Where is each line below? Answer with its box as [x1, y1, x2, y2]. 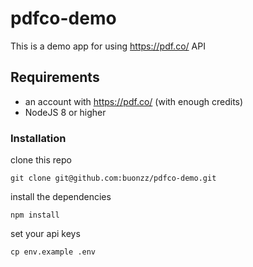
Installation [10, 131, 67, 145]
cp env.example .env [10, 247, 97, 257]
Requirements [10, 69, 100, 86]
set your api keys [10, 228, 81, 240]
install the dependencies [10, 191, 112, 203]
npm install [10, 210, 60, 221]
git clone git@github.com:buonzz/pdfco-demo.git [10, 173, 217, 184]
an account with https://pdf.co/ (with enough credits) [24, 95, 244, 107]
